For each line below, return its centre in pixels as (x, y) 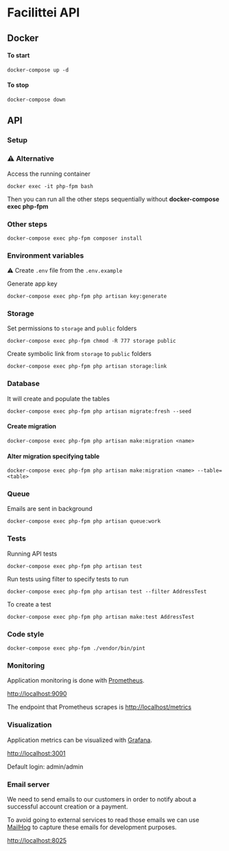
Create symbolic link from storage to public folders (80, 354)
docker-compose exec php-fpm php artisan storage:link (87, 366)
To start (19, 56)
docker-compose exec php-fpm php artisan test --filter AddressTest (107, 591)
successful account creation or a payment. (68, 806)
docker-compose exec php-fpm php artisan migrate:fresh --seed (99, 411)
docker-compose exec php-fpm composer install (75, 238)
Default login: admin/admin (45, 767)
